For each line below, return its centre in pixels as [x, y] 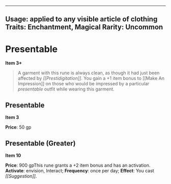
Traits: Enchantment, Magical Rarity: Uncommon [84, 27]
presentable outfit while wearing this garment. [66, 89]
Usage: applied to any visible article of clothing [81, 19]
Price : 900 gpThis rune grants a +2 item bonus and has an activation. [78, 165]
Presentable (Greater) [40, 143]
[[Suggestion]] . [21, 176]
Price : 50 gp [18, 127]
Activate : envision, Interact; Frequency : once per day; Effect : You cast [80, 170]
